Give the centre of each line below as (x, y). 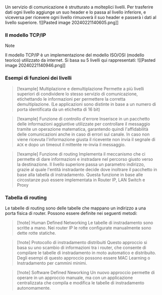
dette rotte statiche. (37, 233)
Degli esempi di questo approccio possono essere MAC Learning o (83, 258)
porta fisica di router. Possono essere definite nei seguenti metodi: (71, 213)
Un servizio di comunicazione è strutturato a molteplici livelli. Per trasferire (79, 7)
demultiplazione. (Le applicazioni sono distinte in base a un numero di (86, 104)
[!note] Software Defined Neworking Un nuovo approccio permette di (86, 272)
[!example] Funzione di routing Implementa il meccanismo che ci (81, 154)
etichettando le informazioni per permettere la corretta (71, 99)
